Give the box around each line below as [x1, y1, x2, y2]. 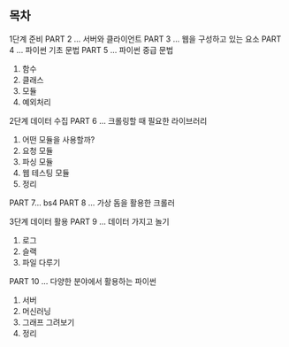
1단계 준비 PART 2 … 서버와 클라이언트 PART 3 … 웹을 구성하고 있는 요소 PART [9, 34, 282, 44]
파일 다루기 [21, 257, 61, 267]
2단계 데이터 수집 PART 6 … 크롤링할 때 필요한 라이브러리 [9, 115, 208, 126]
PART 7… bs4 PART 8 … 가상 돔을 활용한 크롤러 [9, 197, 175, 208]
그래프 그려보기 [21, 317, 75, 328]
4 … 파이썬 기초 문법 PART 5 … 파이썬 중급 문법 [9, 44, 174, 55]
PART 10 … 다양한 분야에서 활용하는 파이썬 [9, 275, 157, 286]
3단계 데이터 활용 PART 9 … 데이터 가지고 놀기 [9, 216, 170, 227]
